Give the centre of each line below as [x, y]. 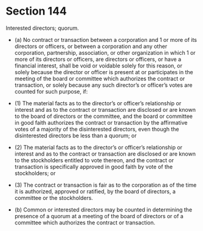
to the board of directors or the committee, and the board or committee [103, 116]
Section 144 [36, 11]
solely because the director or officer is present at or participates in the [104, 72]
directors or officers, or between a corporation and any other [91, 46]
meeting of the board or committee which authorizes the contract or [100, 78]
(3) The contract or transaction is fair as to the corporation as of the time [105, 185]
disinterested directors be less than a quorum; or [76, 136]
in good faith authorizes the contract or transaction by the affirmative [101, 122]
